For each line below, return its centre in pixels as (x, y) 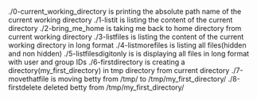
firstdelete (25, 87)
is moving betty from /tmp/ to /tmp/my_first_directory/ (138, 79)
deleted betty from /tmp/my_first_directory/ (114, 87)
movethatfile (29, 79)
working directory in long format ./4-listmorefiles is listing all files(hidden (127, 45)
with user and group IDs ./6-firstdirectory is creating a (97, 62)
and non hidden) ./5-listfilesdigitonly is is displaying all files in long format (128, 54)
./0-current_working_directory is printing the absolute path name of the (125, 12)
